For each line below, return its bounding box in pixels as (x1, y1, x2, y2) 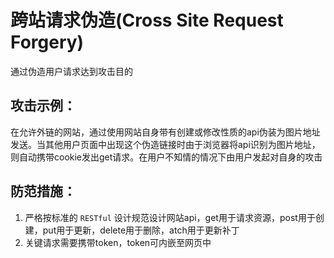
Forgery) (10, 31, 85, 54)
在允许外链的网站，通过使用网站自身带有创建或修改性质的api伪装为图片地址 (10, 126, 321, 138)
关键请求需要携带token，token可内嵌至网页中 (24, 236, 212, 248)
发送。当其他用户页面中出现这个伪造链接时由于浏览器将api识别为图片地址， (10, 138, 321, 150)
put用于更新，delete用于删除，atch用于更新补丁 (42, 224, 240, 236)
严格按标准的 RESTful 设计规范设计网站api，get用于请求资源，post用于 (24, 211, 316, 223)
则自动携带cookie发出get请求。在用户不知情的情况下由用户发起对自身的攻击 (10, 151, 323, 163)
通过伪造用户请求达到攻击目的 (10, 65, 133, 77)
